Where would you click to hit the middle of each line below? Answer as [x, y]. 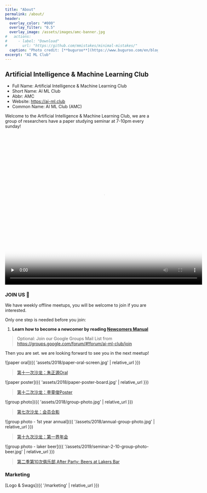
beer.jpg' [14, 452]
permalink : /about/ [25, 14]
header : [13, 18]
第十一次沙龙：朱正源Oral [42, 373]
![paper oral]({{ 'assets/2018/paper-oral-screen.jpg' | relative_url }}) [73, 362]
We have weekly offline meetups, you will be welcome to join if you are [76, 305]
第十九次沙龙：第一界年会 [42, 437]
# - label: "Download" [32, 41]
